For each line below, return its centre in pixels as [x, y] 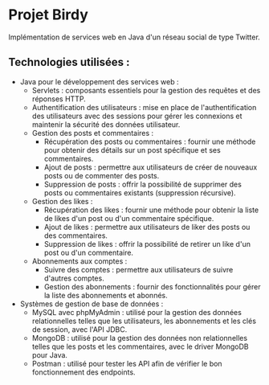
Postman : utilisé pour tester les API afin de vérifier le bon [127, 363]
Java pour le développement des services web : [99, 81]
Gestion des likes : [62, 201]
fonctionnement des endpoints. [84, 372]
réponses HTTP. [59, 99]
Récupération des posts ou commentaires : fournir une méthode [150, 141]
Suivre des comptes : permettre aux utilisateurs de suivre [139, 269]
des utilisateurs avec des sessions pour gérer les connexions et [137, 116]
